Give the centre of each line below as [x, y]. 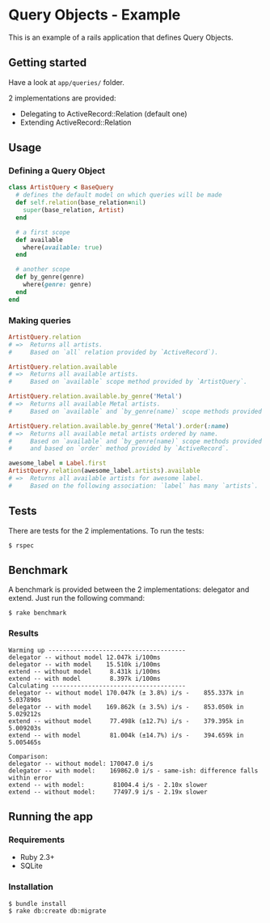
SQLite [31, 866]
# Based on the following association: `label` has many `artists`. [133, 486]
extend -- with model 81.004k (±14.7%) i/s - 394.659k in [126, 735]
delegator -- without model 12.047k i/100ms [84, 657]
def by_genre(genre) [50, 277]
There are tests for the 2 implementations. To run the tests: [106, 530]
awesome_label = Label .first [57, 463]
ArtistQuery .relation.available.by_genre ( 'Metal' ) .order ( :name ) [119, 426]
